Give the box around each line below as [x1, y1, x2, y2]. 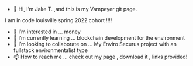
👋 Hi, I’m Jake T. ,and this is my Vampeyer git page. [13, 6, 137, 12]
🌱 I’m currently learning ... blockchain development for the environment [13, 34, 185, 41]
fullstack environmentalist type [13, 47, 88, 54]
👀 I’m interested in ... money [13, 28, 81, 35]
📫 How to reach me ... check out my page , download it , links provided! [13, 53, 188, 60]
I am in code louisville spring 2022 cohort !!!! [5, 17, 112, 23]
